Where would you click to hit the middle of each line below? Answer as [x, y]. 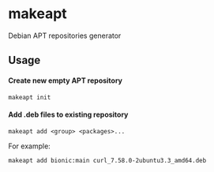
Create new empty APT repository [66, 80]
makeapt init [30, 97]
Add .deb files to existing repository [68, 114]
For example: [30, 146]
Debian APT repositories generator [65, 36]
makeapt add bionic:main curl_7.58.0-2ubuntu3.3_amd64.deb [107, 160]
